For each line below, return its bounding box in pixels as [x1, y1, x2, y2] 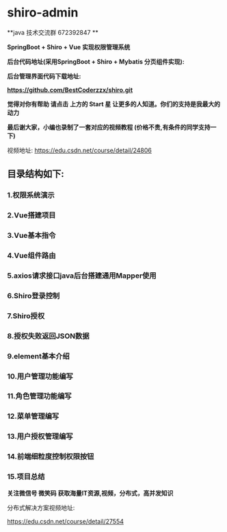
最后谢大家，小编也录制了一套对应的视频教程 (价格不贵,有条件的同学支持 [7, 123, 211, 131]
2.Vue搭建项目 [7, 210, 56, 220]
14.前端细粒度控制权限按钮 [7, 452, 94, 461]
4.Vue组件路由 [7, 251, 56, 261]
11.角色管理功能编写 [7, 391, 72, 401]
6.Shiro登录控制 [7, 291, 60, 300]
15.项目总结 [7, 472, 45, 481]
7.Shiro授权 [7, 311, 45, 320]
